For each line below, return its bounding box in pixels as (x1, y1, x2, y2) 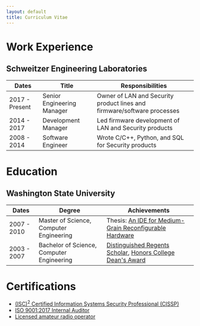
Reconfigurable (123, 223, 166, 232)
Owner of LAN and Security (96, 91, 174, 100)
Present (9, 103, 31, 111)
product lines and (96, 99, 146, 107)
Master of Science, (38, 216, 92, 224)
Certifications (6, 279, 76, 293)
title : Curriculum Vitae (6, 14, 68, 20)
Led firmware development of (96, 116, 180, 124)
